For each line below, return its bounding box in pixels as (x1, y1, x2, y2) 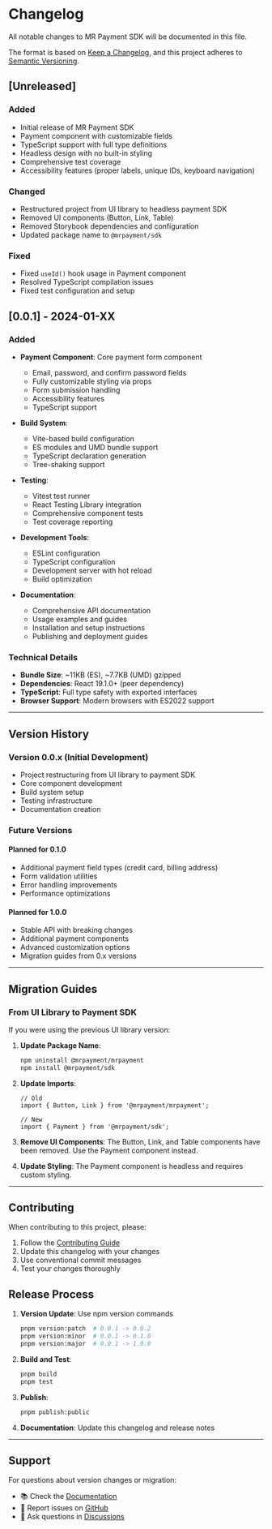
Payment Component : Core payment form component (19, 352, 202, 362)
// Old (19, 1094, 43, 1102)
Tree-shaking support (32, 459, 105, 469)
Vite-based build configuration (32, 433, 135, 443)
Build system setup (19, 787, 84, 797)
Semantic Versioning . (8, 56, 79, 66)
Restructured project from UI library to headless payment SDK (19, 204, 227, 213)
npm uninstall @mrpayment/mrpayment (19, 1056, 144, 1064)
